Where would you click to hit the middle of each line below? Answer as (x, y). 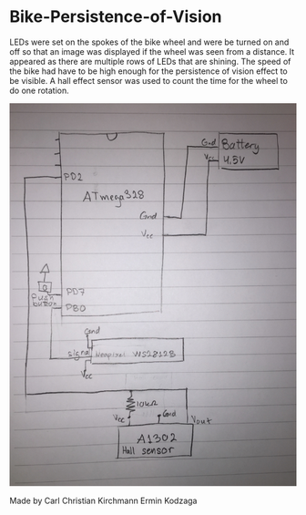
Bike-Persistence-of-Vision (116, 17)
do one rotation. (40, 90)
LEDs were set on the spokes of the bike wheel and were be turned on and (149, 42)
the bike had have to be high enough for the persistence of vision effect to (149, 71)
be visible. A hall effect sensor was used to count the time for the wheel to (149, 80)
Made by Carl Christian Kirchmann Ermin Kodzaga (103, 500)
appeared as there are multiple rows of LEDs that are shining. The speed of (150, 61)
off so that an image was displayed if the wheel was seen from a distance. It (152, 51)
